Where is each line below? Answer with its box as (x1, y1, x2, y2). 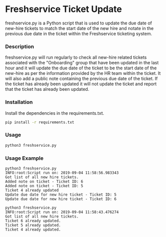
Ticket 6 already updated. (5, 218, 61, 223)
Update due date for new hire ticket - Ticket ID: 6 (5, 196, 117, 202)
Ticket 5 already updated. (5, 223, 61, 228)
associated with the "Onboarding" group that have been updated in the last (5, 60, 159, 66)
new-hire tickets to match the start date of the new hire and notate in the (5, 25, 154, 31)
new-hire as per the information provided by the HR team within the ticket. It (5, 70, 161, 76)
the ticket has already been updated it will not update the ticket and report (5, 81, 157, 87)
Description (5, 43, 34, 50)
